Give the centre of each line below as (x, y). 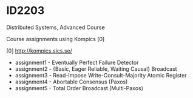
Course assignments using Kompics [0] (56, 39)
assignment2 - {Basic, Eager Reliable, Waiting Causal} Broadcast (96, 69)
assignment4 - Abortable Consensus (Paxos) (71, 82)
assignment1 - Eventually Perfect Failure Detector (77, 62)
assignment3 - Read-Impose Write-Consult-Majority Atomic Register (101, 75)
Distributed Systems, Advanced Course (56, 27)
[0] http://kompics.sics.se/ (39, 51)
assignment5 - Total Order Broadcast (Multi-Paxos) (79, 88)
